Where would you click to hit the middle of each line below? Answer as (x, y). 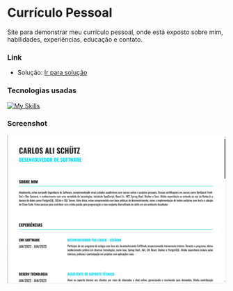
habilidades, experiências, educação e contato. (75, 39)
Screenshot (27, 124)
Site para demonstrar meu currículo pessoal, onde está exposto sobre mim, (115, 32)
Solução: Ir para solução (52, 73)
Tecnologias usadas (42, 90)
